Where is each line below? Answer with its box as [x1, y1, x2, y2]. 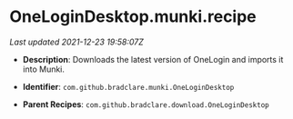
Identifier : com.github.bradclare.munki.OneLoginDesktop [22, 81, 235, 92]
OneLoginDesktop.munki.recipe [9, 6, 257, 27]
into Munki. [22, 64, 66, 74]
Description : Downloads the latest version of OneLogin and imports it [22, 54, 284, 64]
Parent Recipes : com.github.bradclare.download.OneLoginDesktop [22, 98, 270, 110]
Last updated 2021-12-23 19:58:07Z [9, 36, 144, 47]
